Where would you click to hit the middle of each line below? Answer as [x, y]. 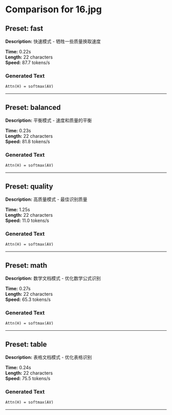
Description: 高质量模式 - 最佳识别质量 [47, 199]
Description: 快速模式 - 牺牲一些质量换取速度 [53, 41]
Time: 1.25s [18, 210]
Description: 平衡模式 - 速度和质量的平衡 [49, 120]
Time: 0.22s [18, 52]
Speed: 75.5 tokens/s [28, 378]
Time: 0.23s [18, 130]
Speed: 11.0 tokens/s [27, 220]
